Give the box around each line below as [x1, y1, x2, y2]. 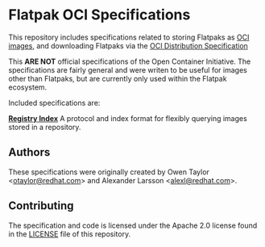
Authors [8, 145, 51, 159]
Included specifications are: [8, 98, 101, 107]
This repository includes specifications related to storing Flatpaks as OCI [8, 32, 250, 42]
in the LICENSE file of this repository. [8, 228, 131, 239]
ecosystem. [8, 82, 48, 92]
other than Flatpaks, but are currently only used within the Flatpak [8, 73, 227, 83]
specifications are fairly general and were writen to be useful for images [8, 65, 247, 74]
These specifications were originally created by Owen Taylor [8, 167, 209, 177]
